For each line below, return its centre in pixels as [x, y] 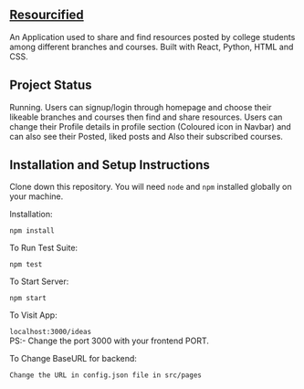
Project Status [51, 85]
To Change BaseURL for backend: [73, 359]
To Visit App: [33, 315]
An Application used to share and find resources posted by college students [152, 37]
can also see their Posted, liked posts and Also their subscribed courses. [146, 136]
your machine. [37, 196]
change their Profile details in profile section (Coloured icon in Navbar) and [151, 126]
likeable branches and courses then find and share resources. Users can [146, 117]
